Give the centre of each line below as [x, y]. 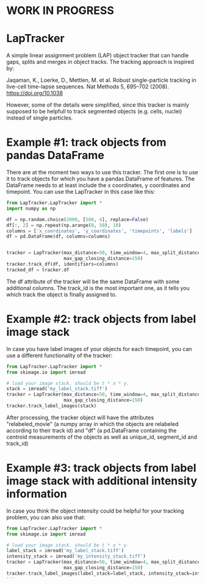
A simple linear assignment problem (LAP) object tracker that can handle [98, 55]
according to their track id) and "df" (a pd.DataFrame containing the [92, 430]
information [37, 494]
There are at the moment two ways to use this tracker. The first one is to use [102, 172]
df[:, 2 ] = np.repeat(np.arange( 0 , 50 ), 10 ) [64, 225]
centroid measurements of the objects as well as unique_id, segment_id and [102, 437]
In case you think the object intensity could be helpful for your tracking [95, 511]
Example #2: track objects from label [101, 319]
